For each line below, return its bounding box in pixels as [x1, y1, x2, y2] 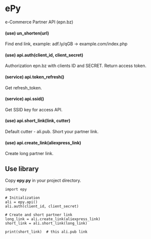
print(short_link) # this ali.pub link [5, 229, 88, 234]
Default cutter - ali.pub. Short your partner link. [5, 128, 99, 134]
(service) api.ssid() [5, 96, 45, 102]
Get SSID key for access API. [5, 106, 63, 112]
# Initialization [5, 195, 40, 200]
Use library [5, 165, 39, 173]
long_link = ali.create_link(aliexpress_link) [5, 217, 101, 222]
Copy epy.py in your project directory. [5, 177, 81, 183]
